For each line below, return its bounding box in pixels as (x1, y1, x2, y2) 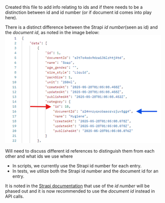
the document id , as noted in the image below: (5, 30, 100, 35)
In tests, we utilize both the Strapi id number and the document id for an (12, 168, 159, 174)
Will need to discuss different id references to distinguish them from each (5, 148, 155, 154)
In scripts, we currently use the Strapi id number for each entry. (12, 163, 142, 169)
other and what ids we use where (5, 153, 73, 160)
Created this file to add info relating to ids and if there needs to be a (5, 4, 143, 10)
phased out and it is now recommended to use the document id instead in (5, 188, 155, 194)
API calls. (5, 194, 24, 200)
